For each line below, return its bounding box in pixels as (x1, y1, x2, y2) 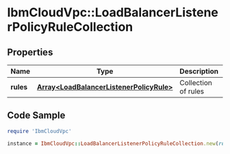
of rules (179, 87, 205, 96)
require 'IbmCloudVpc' (7, 127, 72, 134)
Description (179, 67, 219, 76)
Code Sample (7, 110, 66, 121)
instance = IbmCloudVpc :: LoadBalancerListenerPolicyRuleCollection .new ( (7, 140, 219, 147)
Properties (7, 46, 53, 58)
